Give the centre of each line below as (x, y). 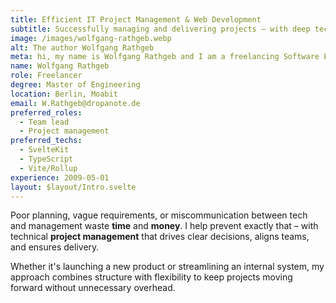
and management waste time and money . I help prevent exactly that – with (164, 226)
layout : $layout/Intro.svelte (73, 187)
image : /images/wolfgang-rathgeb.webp (91, 38)
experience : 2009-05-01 (60, 177)
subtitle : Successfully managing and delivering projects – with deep (160, 29)
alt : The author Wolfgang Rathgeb (82, 47)
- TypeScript (46, 159)
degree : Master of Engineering (75, 85)
